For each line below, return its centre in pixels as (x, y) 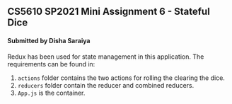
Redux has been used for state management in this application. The (106, 57)
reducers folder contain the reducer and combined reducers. (106, 85)
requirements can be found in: (51, 64)
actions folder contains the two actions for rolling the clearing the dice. (121, 78)
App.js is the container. (51, 93)
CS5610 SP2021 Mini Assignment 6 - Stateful (109, 12)
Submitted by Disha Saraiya (49, 40)
